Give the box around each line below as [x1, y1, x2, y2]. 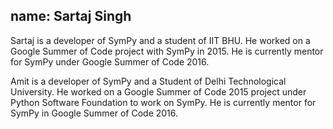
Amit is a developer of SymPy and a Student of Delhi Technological [10, 75, 287, 87]
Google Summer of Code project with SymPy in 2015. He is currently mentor [10, 45, 324, 57]
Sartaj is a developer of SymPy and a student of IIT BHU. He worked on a [10, 34, 311, 46]
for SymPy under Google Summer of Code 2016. [10, 55, 210, 68]
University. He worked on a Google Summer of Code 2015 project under [10, 85, 307, 98]
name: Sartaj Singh [10, 8, 132, 25]
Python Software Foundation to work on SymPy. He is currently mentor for [10, 96, 317, 108]
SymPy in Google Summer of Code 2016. [10, 107, 179, 119]
